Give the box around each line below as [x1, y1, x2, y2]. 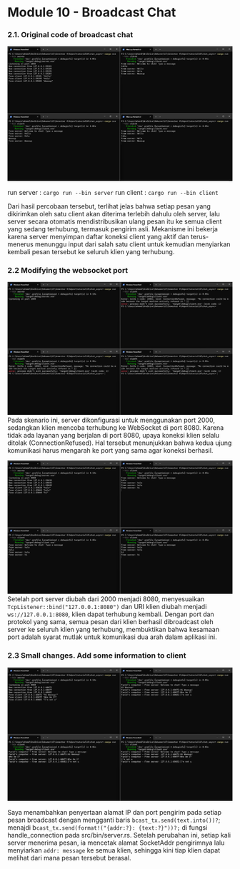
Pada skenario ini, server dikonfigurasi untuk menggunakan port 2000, [7, 416, 216, 425]
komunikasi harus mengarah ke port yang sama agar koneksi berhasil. [7, 446, 214, 455]
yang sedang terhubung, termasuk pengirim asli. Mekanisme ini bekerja [7, 224, 218, 233]
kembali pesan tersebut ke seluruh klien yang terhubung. [7, 247, 175, 256]
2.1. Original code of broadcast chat [7, 30, 134, 40]
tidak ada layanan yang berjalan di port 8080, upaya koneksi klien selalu [7, 431, 220, 440]
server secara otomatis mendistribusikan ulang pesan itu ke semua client [7, 217, 222, 226]
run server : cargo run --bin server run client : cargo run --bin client [7, 188, 219, 196]
